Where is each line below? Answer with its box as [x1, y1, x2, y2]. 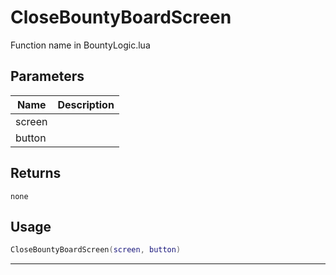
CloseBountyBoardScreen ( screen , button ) [10, 245, 182, 255]
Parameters [10, 68, 85, 85]
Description [57, 97, 115, 111]
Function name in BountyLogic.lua [10, 39, 151, 51]
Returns [10, 165, 62, 182]
